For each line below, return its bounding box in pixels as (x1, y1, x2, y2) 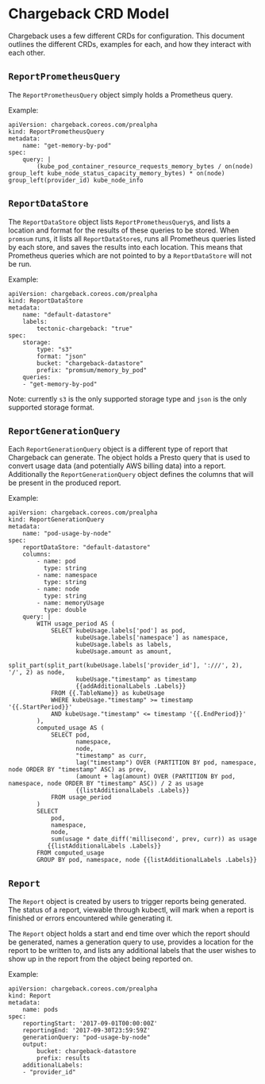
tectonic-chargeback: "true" (36, 325, 133, 333)
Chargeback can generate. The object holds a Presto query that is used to (8, 453, 251, 463)
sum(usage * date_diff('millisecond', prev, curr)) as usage (50, 835, 258, 844)
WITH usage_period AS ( (36, 620, 115, 628)
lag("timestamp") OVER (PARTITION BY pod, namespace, (75, 759, 258, 767)
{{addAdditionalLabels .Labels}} (75, 682, 186, 690)
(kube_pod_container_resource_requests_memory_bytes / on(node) (36, 162, 254, 171)
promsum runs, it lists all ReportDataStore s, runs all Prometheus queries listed (8, 233, 256, 243)
